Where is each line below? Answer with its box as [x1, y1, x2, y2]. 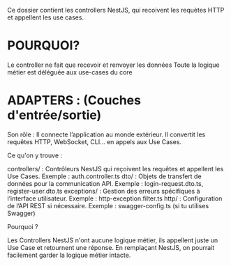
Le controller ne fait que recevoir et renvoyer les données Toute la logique [7, 61, 220, 69]
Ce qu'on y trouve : [7, 151, 63, 159]
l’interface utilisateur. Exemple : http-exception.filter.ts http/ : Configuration [7, 194, 223, 203]
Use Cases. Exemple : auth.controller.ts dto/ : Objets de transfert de [7, 172, 202, 180]
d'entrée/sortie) [7, 107, 102, 123]
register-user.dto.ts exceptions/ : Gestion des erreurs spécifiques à [7, 187, 200, 195]
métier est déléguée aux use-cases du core [7, 68, 133, 76]
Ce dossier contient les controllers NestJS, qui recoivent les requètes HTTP [7, 6, 225, 14]
